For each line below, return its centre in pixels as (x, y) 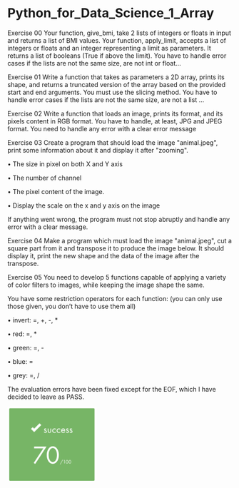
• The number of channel (45, 178)
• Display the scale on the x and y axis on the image (84, 205)
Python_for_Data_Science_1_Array (111, 13)
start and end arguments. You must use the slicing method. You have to (112, 92)
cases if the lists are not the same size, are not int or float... (95, 63)
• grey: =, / (24, 375)
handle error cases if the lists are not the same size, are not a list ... (106, 100)
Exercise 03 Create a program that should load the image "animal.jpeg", (113, 142)
